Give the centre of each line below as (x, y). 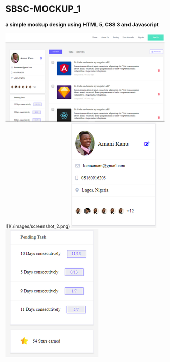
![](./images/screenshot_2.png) (38, 226)
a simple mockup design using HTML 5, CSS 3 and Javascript (82, 25)
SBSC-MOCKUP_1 (43, 9)
